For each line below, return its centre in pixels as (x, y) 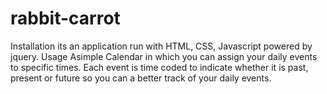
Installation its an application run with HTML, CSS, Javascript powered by (161, 46)
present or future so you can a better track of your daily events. (141, 78)
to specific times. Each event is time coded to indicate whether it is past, (159, 67)
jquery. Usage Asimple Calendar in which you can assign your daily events (164, 56)
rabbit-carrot (65, 18)
